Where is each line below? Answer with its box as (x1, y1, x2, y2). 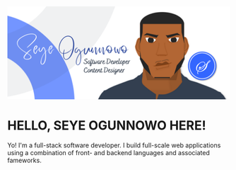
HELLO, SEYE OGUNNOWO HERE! (7, 117, 206, 133)
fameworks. (7, 156, 42, 164)
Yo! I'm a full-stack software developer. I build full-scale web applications (7, 141, 221, 149)
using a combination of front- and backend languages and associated (7, 148, 211, 157)
